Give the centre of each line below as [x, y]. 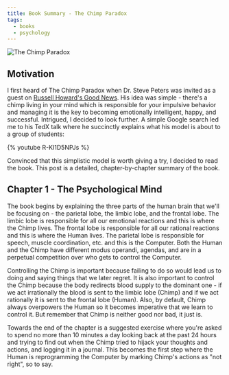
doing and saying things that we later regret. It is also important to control [111, 277]
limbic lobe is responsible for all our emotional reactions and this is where [111, 220]
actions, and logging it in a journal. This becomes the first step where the [110, 349]
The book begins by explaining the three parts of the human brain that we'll [113, 206]
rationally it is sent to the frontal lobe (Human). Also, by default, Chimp [107, 299]
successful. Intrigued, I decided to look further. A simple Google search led [113, 120]
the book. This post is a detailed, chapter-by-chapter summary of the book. [114, 168]
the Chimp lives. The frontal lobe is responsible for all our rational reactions [113, 228]
